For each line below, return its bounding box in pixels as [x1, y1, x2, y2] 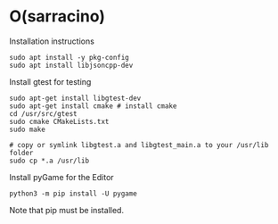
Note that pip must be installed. [9, 204, 125, 215]
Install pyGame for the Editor [9, 171, 114, 182]
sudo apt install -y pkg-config [9, 53, 129, 62]
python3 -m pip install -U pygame [9, 189, 138, 198]
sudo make [9, 125, 46, 134]
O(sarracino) [9, 6, 105, 27]
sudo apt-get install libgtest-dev [9, 94, 142, 103]
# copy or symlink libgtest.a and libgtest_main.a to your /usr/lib [9, 140, 269, 149]
